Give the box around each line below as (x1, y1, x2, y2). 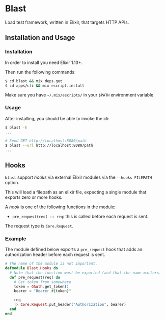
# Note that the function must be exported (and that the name (9, 270, 141, 275)
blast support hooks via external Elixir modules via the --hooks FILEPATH (5, 174, 152, 180)
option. (5, 179, 20, 185)
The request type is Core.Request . (5, 223, 74, 229)
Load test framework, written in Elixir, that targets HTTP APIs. (5, 19, 129, 25)
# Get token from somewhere (14, 279, 71, 285)
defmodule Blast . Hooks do (5, 266, 58, 271)
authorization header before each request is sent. (5, 252, 106, 257)
